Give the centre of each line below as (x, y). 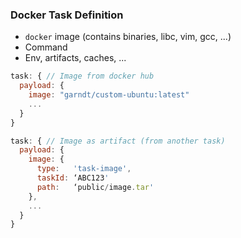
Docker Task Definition (67, 15)
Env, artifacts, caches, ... (75, 58)
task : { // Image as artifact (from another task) (118, 141)
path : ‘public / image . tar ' (95, 187)
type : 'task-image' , (84, 169)
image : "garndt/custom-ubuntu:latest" (109, 95)
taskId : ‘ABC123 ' (73, 178)
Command (46, 47)
